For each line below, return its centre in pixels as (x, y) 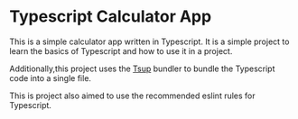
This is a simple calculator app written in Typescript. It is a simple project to (149, 41)
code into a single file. (51, 78)
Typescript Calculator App (111, 17)
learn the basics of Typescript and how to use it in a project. (121, 50)
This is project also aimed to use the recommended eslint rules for (132, 96)
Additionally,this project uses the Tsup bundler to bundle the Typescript (142, 69)
